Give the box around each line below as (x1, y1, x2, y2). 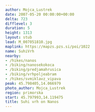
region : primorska (5, 90, 43, 95)
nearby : (5, 53, 21, 58)
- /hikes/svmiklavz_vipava (5, 76, 61, 81)
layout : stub (5, 35, 32, 40)
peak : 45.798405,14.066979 (5, 81, 61, 86)
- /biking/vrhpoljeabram (5, 72, 57, 77)
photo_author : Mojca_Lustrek (5, 85, 66, 91)
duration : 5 (5, 26, 30, 31)
